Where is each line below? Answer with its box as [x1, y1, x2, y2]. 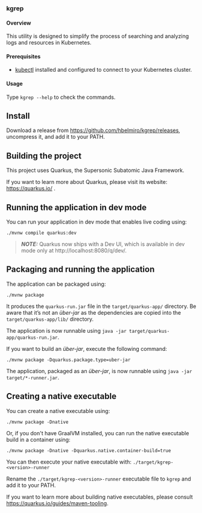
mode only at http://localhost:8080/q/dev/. [21, 247, 127, 254]
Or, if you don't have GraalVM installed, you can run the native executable [6, 429, 189, 436]
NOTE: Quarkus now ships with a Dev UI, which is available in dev [21, 240, 185, 248]
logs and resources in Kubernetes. [6, 39, 92, 46]
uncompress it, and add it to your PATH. [6, 133, 106, 140]
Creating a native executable [6, 391, 116, 401]
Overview [6, 19, 31, 27]
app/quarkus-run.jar [6, 335, 58, 341]
